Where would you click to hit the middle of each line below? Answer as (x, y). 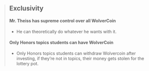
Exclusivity (26, 8)
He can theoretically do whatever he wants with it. (66, 31)
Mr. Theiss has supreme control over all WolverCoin (62, 21)
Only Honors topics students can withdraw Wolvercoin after (76, 53)
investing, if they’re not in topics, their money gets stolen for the (80, 58)
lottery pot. (27, 63)
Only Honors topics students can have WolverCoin (61, 43)
